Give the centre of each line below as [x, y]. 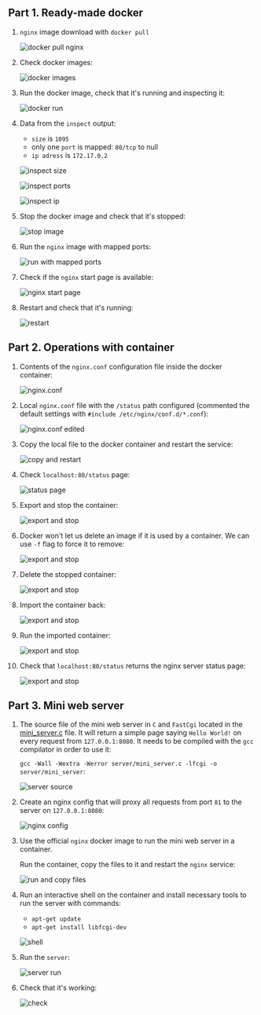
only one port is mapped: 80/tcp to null [95, 147]
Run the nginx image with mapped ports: [85, 246]
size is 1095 [50, 138]
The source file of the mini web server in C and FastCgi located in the [131, 724]
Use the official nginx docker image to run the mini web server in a [127, 841]
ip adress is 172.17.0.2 [70, 155]
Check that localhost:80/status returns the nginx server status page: [132, 666]
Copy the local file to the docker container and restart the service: [126, 444]
